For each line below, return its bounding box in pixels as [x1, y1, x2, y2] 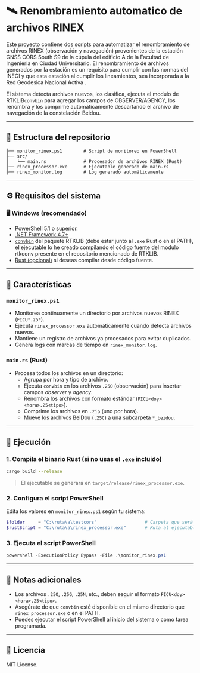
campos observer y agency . [23, 389, 93, 396]
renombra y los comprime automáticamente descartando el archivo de [6, 103, 179, 110]
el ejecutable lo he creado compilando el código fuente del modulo [14, 244, 179, 251]
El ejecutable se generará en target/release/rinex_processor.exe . [20, 479, 185, 486]
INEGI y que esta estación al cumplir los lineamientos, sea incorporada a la [6, 72, 189, 79]
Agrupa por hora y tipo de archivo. [23, 376, 108, 383]
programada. [14, 622, 47, 629]
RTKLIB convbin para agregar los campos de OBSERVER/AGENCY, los [6, 96, 176, 104]
